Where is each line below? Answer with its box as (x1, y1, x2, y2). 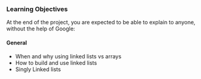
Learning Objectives (6, 5, 69, 13)
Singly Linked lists (15, 66, 61, 73)
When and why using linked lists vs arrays (15, 52, 121, 60)
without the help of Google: (6, 25, 75, 32)
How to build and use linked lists (15, 59, 97, 66)
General (6, 39, 28, 46)
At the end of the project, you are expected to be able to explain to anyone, (6, 19, 196, 26)
